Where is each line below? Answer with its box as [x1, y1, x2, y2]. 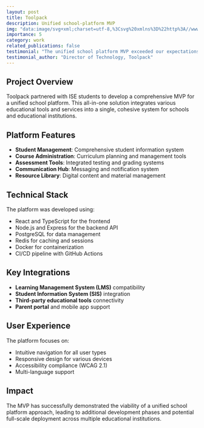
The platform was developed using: [6, 206, 95, 213]
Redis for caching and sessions [15, 237, 94, 244]
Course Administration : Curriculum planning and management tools [15, 153, 186, 160]
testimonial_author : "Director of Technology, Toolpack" [6, 54, 154, 60]
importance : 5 [6, 32, 42, 38]
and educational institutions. [6, 112, 77, 119]
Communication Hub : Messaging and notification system [15, 166, 159, 173]
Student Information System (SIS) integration [15, 290, 131, 297]
